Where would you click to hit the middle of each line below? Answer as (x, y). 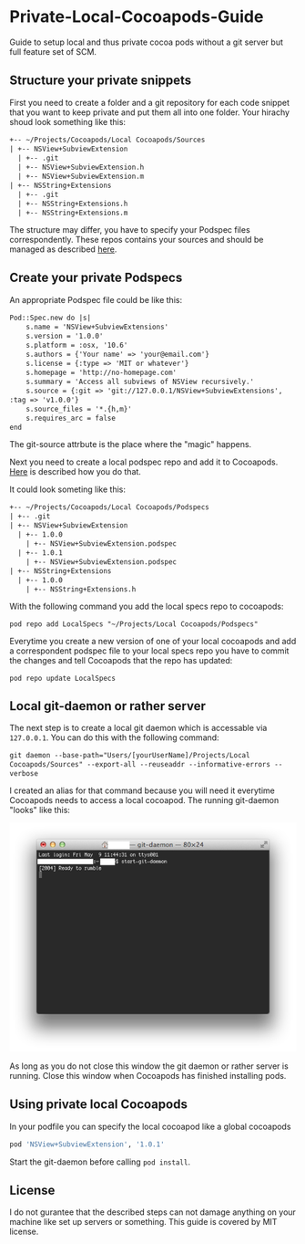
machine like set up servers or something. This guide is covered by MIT (143, 1222)
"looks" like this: (40, 810)
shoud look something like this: (67, 121)
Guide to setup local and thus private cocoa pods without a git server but (147, 42)
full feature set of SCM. (53, 51)
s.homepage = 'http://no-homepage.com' (102, 372)
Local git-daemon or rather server (108, 706)
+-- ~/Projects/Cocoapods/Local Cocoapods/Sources (107, 140)
